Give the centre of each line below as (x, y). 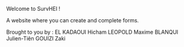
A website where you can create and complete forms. (73, 20)
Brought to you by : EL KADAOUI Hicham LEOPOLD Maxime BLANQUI (92, 32)
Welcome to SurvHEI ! (33, 9)
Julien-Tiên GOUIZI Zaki (36, 38)
